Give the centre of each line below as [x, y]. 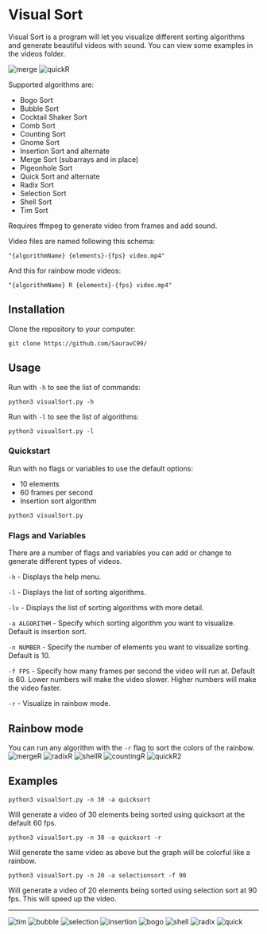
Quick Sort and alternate [60, 176]
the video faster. [35, 688]
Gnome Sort [39, 142]
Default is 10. [29, 656]
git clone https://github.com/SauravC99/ [78, 343]
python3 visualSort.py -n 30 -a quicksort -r [85, 837]
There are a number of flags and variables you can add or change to [120, 553]
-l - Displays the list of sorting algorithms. [77, 593]
